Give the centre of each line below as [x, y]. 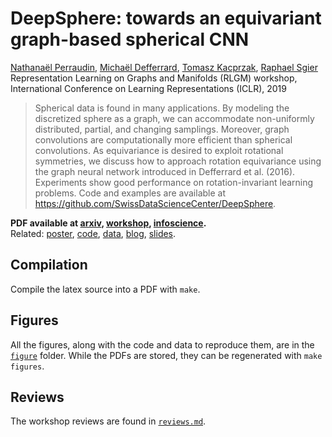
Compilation [49, 265]
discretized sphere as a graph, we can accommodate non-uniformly [174, 118]
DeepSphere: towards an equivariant [166, 18]
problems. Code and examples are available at [130, 193]
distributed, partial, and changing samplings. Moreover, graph [162, 129]
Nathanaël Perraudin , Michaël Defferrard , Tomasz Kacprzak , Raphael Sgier [164, 67]
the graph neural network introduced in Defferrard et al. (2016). [165, 171]
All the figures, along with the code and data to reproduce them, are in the [162, 344]
